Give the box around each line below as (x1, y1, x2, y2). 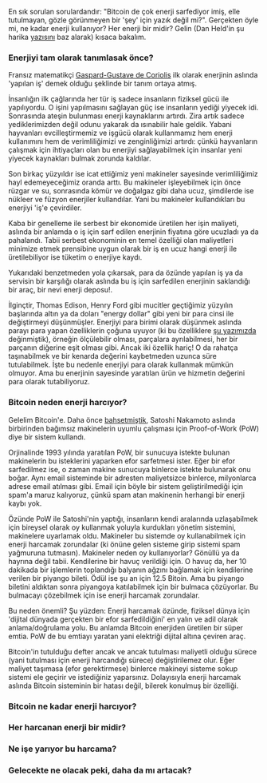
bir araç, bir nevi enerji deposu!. (8, 285, 113, 295)
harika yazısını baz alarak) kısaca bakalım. (8, 32, 147, 42)
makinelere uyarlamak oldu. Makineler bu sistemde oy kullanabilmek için (8, 531, 245, 540)
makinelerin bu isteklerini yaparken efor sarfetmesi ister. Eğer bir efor (8, 455, 236, 466)
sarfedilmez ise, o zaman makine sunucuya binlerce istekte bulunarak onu (8, 464, 251, 474)
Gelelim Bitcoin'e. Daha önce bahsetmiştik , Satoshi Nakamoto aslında (8, 415, 236, 424)
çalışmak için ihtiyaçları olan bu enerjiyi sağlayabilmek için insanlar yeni (8, 145, 242, 155)
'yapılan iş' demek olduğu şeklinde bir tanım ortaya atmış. (8, 79, 198, 89)
